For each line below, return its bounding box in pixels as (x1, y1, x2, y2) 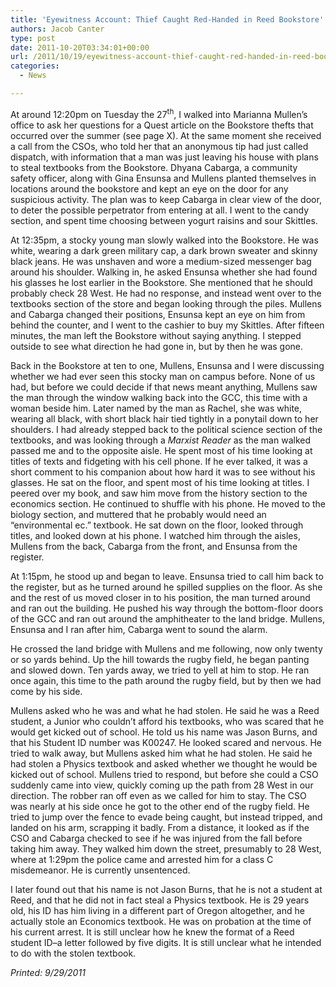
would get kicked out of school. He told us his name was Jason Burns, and (10, 726, 318, 738)
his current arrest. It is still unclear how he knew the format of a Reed (10, 926, 295, 938)
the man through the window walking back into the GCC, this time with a (10, 391, 308, 403)
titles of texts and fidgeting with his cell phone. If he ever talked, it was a (10, 455, 308, 467)
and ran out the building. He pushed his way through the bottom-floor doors (10, 602, 324, 614)
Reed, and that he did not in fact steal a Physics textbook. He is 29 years (10, 894, 310, 906)
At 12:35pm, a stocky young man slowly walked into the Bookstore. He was (10, 234, 319, 246)
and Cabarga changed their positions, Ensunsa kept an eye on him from (10, 308, 306, 320)
